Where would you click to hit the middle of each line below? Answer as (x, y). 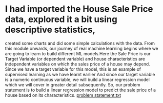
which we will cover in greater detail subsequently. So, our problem (73, 84)
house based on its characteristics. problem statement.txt (63, 95)
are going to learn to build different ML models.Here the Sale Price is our (78, 53)
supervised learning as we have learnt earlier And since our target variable (80, 74)
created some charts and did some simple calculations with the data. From (80, 43)
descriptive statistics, (50, 30)
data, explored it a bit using (61, 19)
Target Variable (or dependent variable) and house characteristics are (75, 59)
